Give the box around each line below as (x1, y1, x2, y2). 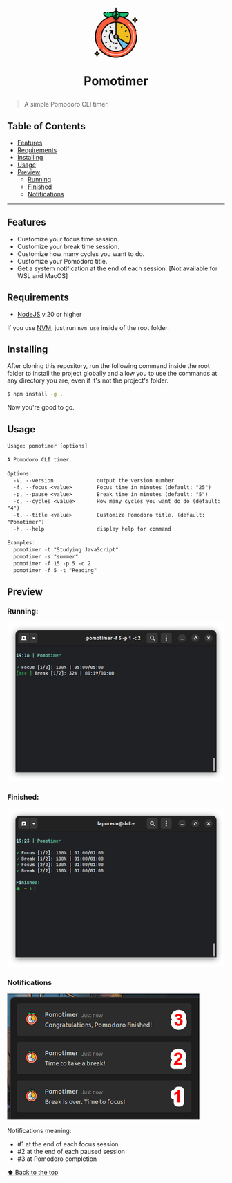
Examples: (7, 540, 36, 547)
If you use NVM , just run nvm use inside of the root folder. (7, 323, 169, 331)
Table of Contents (7, 120, 86, 132)
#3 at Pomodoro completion (17, 1155, 97, 1163)
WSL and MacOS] (17, 271, 68, 279)
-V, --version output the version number (13, 477, 175, 484)
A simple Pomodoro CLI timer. (23, 100, 109, 109)
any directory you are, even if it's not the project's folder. (7, 376, 169, 385)
